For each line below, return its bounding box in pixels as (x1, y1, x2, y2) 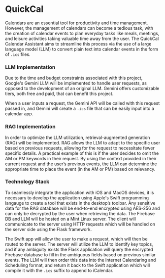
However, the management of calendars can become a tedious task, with (5, 25, 154, 31)
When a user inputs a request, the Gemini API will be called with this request (5, 100, 160, 106)
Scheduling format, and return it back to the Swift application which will (5, 262, 150, 268)
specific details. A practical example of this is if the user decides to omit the (5, 150, 159, 156)
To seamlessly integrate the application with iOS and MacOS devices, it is (5, 189, 154, 195)
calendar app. (5, 111, 33, 117)
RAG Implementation (5, 123, 56, 130)
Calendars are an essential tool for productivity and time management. (5, 20, 148, 26)
